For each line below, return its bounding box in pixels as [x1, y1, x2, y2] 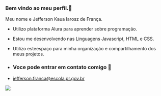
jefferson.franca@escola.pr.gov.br [12, 75, 85, 81]
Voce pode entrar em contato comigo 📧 [12, 63, 112, 71]
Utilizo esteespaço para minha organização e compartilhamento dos [12, 46, 156, 52]
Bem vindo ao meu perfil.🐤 [5, 5, 72, 12]
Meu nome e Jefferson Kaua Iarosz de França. [5, 16, 103, 22]
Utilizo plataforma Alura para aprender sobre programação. [12, 26, 138, 32]
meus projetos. [12, 51, 44, 57]
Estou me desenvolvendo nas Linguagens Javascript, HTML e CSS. [12, 36, 154, 42]
